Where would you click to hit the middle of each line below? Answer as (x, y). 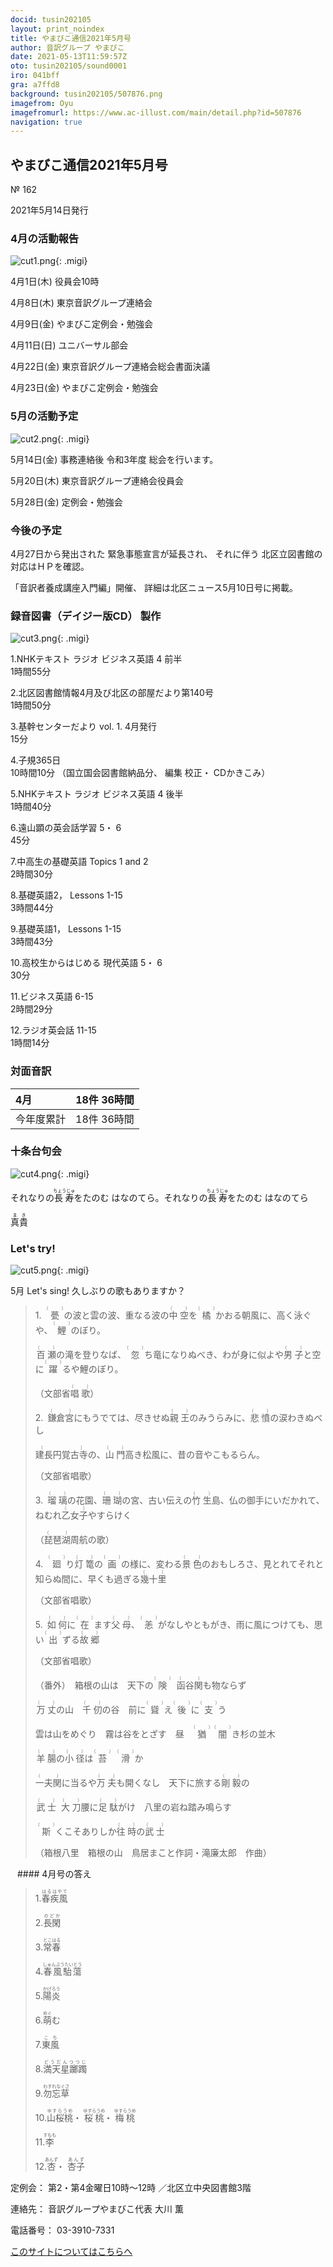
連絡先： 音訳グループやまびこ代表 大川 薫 (97, 2209)
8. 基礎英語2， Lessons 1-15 (66, 895)
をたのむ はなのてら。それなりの (140, 1197)
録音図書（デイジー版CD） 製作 (86, 616)
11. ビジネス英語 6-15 (52, 997)
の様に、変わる (151, 1564)
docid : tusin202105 (51, 19)
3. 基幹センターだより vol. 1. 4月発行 (84, 727)
